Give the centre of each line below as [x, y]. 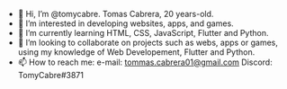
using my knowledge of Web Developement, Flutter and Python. [136, 52]
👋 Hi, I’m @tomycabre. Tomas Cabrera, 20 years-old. [116, 14]
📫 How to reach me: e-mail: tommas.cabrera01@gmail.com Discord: [145, 62]
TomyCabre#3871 [50, 75]
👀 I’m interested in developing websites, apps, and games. [126, 23]
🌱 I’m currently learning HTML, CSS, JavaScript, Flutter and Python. [143, 33]
